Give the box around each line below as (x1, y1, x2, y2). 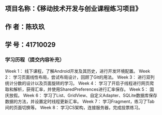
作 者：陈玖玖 (5, 22, 45, 31)
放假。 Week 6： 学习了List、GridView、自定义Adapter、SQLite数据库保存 (9, 93, 158, 99)
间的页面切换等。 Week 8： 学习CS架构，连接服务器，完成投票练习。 (5, 105, 143, 111)
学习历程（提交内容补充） (5, 56, 65, 63)
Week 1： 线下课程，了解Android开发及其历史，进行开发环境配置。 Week (5, 68, 150, 74)
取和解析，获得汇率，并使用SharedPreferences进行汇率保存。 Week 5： (5, 86, 149, 92)
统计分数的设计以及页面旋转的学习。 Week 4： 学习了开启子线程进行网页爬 (5, 81, 154, 86)
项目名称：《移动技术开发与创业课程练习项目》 (5, 4, 142, 13)
